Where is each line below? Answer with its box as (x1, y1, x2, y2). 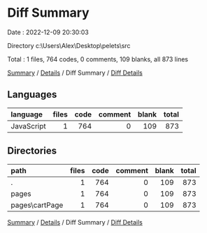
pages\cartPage (10, 200, 64, 210)
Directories (7, 145, 57, 157)
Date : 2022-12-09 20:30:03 (7, 28, 89, 36)
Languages (7, 89, 57, 100)
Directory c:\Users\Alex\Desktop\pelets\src (7, 41, 131, 50)
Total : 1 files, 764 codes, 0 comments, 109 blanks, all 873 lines (7, 54, 189, 63)
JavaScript (10, 121, 47, 130)
